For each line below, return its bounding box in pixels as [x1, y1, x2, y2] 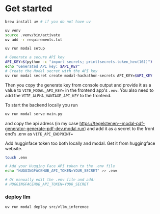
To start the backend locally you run [5, 102, 78, 108]
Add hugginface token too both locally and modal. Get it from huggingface [5, 140, 156, 146]
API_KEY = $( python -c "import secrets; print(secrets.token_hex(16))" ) [5, 59, 153, 64]
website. [5, 145, 23, 151]
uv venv [5, 28, 21, 33]
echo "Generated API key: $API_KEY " [5, 64, 80, 69]
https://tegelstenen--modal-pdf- [79, 120, 145, 126]
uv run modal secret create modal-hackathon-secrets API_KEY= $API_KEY [5, 73, 153, 78]
